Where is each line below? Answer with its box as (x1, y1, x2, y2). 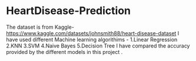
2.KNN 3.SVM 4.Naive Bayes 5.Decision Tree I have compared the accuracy (6, 42, 190, 49)
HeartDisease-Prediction (6, 4, 131, 18)
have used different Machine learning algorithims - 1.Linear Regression (6, 36, 178, 43)
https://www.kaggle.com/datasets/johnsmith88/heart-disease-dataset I (6, 29, 180, 36)
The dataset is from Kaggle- (6, 23, 75, 30)
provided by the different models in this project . (6, 48, 123, 55)
